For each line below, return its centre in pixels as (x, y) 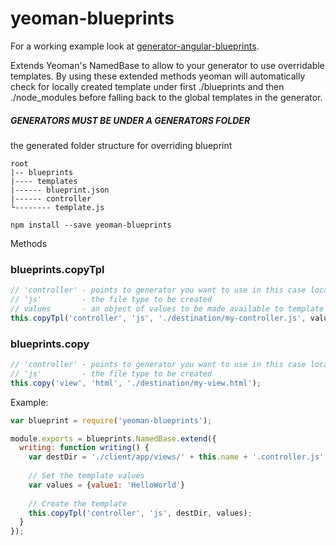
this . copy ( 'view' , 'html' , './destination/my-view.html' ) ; (136, 383)
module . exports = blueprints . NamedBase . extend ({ (113, 438)
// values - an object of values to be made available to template (167, 308)
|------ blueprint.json (60, 190)
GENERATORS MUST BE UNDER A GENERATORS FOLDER (130, 120)
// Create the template (78, 503)
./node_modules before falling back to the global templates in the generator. (166, 97)
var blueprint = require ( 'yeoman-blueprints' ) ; (111, 420)
